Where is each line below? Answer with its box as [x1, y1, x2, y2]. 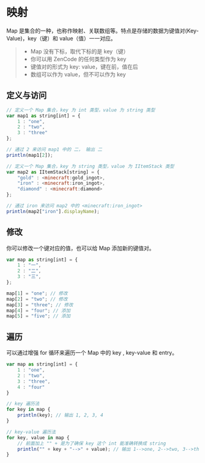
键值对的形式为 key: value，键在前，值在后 [30, 62, 139, 70]
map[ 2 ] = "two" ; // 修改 [6, 296, 68, 302]
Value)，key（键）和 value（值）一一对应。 [6, 34, 116, 42]
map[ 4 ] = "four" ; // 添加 [6, 307, 71, 314]
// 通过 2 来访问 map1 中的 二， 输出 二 [6, 146, 103, 152]
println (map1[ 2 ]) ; [6, 152, 53, 158]
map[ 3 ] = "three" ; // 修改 [6, 301, 73, 308]
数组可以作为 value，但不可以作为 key [30, 70, 127, 78]
